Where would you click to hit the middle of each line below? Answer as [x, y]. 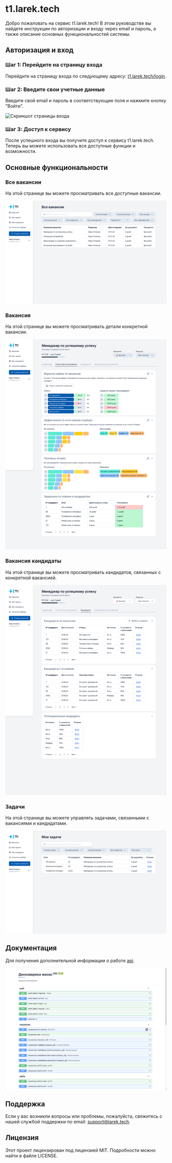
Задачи [15, 807]
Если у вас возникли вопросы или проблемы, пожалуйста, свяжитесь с [84, 1116]
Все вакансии [24, 182]
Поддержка [25, 1104]
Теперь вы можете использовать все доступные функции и [70, 146]
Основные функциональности [57, 167]
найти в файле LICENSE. [31, 1155]
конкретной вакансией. [31, 578]
